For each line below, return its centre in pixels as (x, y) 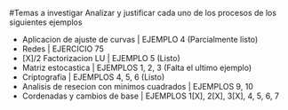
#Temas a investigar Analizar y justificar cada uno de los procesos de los (143, 13)
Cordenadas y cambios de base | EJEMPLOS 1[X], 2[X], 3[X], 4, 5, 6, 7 (151, 96)
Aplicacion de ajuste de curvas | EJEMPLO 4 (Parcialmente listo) (140, 39)
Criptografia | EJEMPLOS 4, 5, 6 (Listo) (93, 77)
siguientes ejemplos (46, 22)
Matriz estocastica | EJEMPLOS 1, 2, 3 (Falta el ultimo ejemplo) (137, 67)
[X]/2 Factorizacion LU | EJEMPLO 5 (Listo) (101, 58)
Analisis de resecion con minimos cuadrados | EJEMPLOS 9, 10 (137, 86)
